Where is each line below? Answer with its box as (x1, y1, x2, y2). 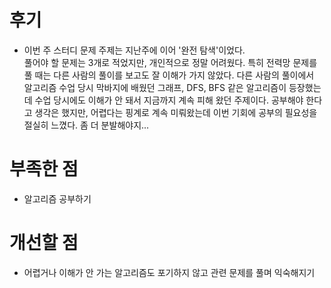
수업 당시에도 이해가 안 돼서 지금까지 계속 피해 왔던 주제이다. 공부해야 (34, 94, 304, 106)
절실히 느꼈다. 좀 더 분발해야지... (23, 119, 150, 131)
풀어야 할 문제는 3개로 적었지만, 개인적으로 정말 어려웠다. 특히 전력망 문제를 (23, 56, 318, 68)
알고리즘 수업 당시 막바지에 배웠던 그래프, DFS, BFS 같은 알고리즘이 (23, 81, 287, 93)
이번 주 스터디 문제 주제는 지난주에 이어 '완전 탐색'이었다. (23, 44, 246, 56)
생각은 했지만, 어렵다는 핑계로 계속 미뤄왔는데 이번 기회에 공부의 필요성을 (34, 106, 318, 118)
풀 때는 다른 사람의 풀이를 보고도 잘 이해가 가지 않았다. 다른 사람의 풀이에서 (23, 69, 315, 81)
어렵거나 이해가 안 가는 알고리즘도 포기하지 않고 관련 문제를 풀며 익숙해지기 (23, 266, 316, 278)
